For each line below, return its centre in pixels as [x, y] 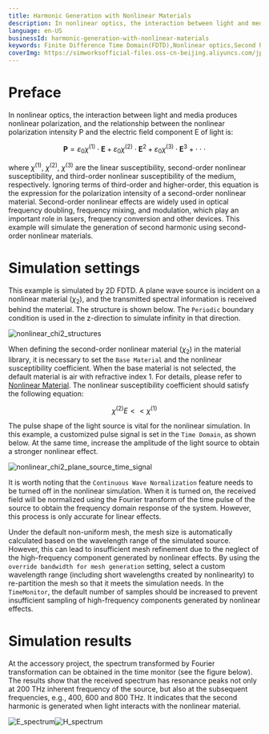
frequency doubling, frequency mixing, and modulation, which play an [124, 210]
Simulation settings [74, 268]
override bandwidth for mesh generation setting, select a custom [117, 566]
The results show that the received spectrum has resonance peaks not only [133, 681]
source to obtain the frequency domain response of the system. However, [130, 508]
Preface [35, 93]
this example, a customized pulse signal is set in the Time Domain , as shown [132, 435]
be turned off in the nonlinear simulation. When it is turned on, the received [132, 491]
